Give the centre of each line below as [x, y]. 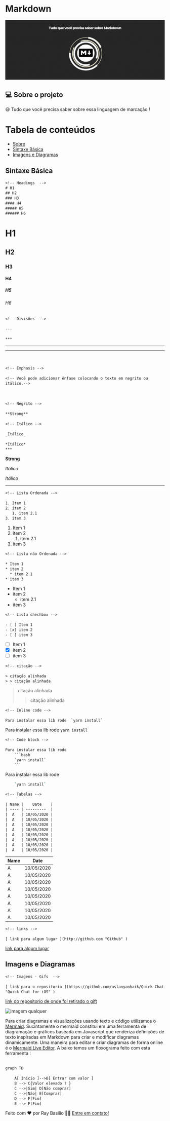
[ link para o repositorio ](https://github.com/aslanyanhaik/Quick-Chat [85, 987]
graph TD [14, 1068]
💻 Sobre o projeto [34, 95]
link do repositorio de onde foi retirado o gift [51, 1001]
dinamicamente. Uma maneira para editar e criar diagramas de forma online [84, 1042]
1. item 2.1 [25, 513]
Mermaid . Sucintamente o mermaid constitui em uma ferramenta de [76, 1026]
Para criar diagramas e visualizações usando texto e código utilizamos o [80, 1021]
